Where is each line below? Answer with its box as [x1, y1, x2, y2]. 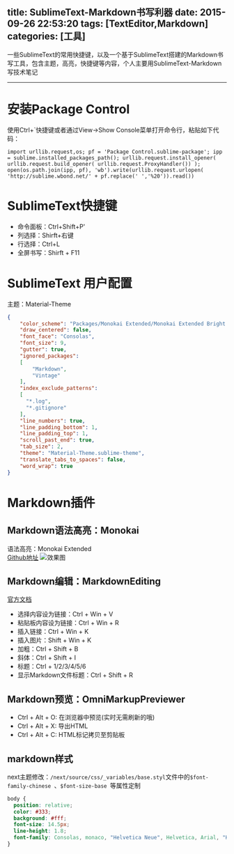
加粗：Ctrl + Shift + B [17, 645, 79, 653]
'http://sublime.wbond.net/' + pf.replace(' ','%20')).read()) [7, 173, 195, 180]
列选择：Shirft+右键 [17, 231, 75, 239]
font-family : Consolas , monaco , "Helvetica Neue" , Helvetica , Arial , [13, 834, 219, 841]
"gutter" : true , [19, 346, 68, 353]
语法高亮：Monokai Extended [7, 544, 92, 552]
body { [7, 795, 26, 802]
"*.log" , [25, 398, 52, 405]
